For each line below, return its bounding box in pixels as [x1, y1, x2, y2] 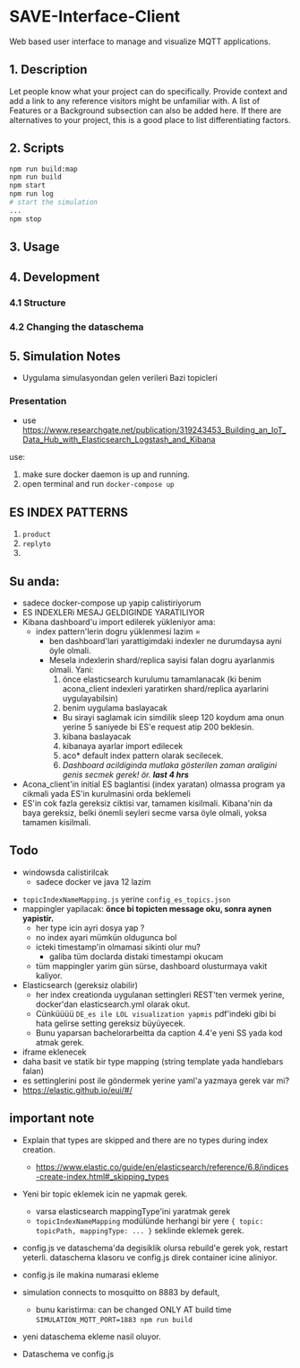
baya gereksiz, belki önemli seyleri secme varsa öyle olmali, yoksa [21, 808, 267, 818]
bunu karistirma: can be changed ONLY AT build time [35, 1304, 232, 1315]
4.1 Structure [9, 296, 66, 309]
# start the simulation [9, 198, 99, 207]
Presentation [9, 395, 67, 408]
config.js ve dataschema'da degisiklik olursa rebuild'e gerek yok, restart [21, 1242, 288, 1253]
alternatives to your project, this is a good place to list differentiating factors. [9, 114, 291, 125]
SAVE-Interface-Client [9, 6, 181, 27]
